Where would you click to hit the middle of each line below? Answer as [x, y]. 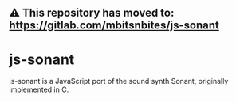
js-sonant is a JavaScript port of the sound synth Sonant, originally [119, 81]
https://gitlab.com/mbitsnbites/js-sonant [114, 26]
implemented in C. [39, 89]
